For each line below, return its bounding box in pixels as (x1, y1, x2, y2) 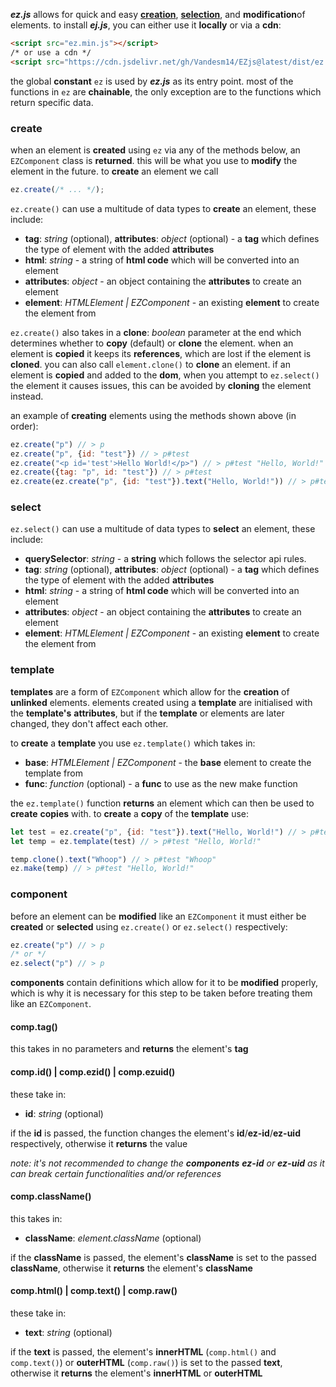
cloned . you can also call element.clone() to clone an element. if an (10, 358, 291, 370)
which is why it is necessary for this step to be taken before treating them (10, 987, 313, 999)
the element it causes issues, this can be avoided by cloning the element (10, 379, 312, 391)
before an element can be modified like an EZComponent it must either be (10, 910, 307, 922)
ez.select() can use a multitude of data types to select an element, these (10, 523, 316, 535)
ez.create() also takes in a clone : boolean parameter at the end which (10, 326, 302, 338)
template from (24, 767, 83, 779)
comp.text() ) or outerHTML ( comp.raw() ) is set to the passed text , (10, 1357, 283, 1368)
